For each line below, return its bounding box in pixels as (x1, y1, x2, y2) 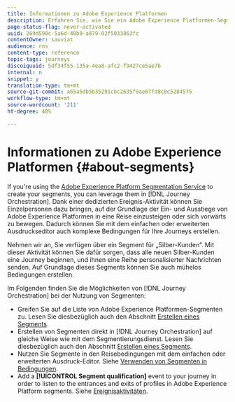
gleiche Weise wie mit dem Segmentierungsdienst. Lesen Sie (17, 334, 194, 343)
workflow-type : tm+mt (7, 95, 71, 102)
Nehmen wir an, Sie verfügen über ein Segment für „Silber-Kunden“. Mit (7, 240, 215, 249)
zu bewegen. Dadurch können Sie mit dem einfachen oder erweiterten (7, 219, 210, 228)
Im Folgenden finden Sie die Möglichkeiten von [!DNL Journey (7, 284, 187, 292)
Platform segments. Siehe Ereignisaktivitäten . (17, 387, 148, 395)
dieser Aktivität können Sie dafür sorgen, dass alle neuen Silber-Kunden (7, 248, 215, 256)
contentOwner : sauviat (7, 36, 73, 43)
